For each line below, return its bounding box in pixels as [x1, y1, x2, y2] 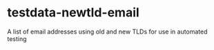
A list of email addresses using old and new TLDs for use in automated [7, 27, 208, 36]
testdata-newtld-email [7, 5, 139, 21]
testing [7, 34, 27, 42]
